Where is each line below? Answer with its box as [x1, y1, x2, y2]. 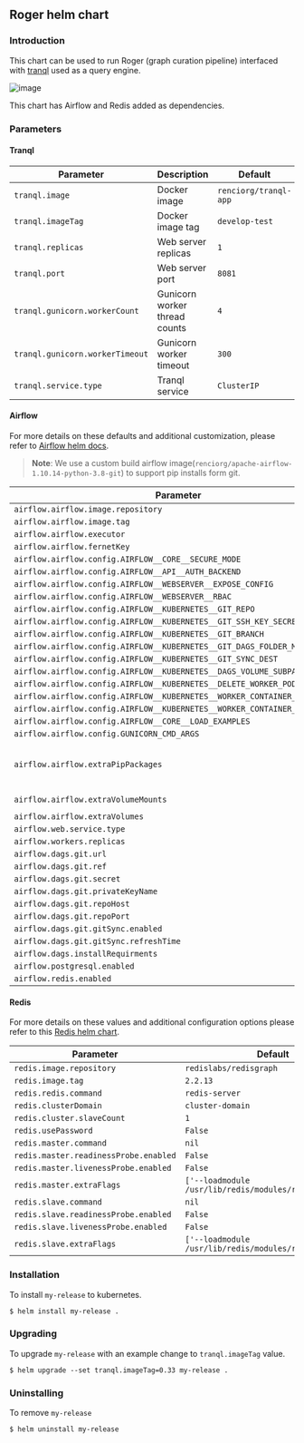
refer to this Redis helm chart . [9, 1027, 120, 1038]
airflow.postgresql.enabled [14, 961, 135, 971]
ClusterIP [216, 380, 260, 391]
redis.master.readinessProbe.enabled [14, 1151, 176, 1161]
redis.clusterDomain [14, 1101, 102, 1111]
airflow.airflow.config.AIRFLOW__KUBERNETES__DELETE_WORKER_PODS [14, 679, 301, 689]
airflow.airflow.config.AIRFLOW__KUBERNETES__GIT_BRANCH [14, 629, 264, 639]
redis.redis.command [14, 1088, 102, 1098]
